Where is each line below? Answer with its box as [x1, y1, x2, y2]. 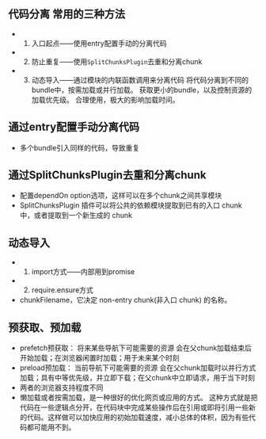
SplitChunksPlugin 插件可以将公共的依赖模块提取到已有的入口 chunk [19, 200, 243, 210]
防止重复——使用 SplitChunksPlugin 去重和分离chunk [31, 56, 203, 66]
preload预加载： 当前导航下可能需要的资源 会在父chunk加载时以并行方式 [19, 363, 256, 372]
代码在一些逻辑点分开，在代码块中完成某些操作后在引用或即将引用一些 [19, 403, 249, 412]
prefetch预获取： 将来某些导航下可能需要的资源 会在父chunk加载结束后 [19, 343, 252, 353]
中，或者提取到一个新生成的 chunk [19, 211, 133, 220]
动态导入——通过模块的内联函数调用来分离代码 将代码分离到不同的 [31, 74, 249, 85]
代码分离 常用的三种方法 [8, 7, 125, 21]
